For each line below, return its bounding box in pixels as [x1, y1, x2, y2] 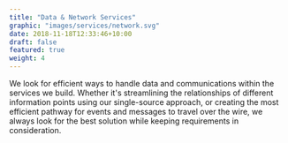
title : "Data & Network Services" [9, 12, 137, 22]
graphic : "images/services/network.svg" [9, 21, 161, 30]
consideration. [9, 125, 62, 135]
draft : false [9, 37, 57, 47]
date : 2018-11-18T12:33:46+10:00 [9, 29, 133, 38]
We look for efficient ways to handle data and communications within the [9, 79, 275, 88]
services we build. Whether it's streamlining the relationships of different [9, 87, 274, 98]
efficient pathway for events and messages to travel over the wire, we [9, 107, 263, 117]
